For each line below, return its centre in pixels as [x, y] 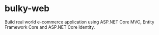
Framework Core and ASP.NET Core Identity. [50, 27]
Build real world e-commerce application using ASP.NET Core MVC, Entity [79, 22]
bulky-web [27, 9]
